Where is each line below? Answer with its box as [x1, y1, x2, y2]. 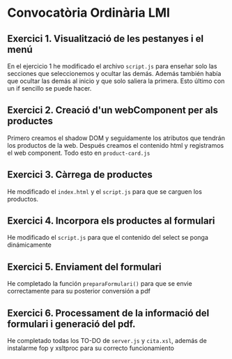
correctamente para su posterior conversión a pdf [7, 287, 151, 296]
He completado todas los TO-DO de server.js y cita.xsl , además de [7, 337, 207, 345]
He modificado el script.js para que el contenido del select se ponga [7, 234, 209, 242]
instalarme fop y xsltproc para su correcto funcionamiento [7, 344, 174, 353]
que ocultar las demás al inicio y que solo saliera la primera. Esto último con [7, 77, 225, 85]
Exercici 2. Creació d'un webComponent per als [7, 105, 218, 116]
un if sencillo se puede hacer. [7, 84, 92, 92]
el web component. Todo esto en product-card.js [7, 148, 150, 157]
